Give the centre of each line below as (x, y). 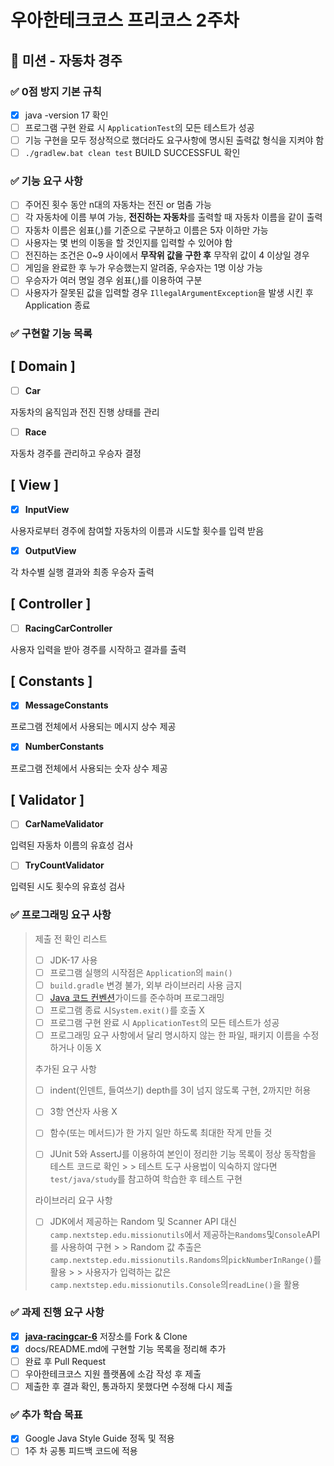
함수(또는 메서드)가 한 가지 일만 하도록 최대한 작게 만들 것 (161, 1133)
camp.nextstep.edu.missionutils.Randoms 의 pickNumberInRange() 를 (185, 1259)
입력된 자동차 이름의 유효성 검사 (72, 845)
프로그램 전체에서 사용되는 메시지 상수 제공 (93, 727)
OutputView (50, 550)
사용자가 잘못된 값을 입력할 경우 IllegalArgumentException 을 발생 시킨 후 (169, 292)
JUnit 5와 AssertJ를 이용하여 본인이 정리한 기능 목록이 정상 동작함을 (183, 1154)
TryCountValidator (64, 865)
